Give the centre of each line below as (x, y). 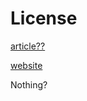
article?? (28, 46)
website (26, 65)
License (44, 18)
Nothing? (29, 84)
